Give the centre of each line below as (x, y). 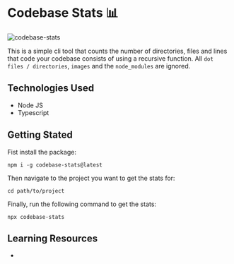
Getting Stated (40, 135)
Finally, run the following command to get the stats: (82, 204)
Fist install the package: (42, 152)
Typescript (33, 112)
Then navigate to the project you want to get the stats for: (91, 178)
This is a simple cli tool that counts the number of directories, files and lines (117, 51)
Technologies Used (51, 88)
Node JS (30, 105)
